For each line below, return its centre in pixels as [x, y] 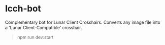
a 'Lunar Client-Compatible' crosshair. [44, 27]
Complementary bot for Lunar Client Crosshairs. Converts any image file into [83, 22]
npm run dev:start [35, 37]
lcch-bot [23, 9]
